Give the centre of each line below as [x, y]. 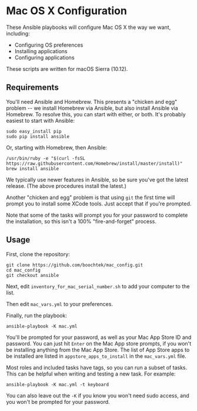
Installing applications [41, 51]
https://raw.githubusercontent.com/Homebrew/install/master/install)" [94, 164]
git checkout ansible [33, 275]
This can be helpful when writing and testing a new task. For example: [91, 374]
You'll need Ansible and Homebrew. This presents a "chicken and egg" [92, 102]
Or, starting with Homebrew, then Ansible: [57, 147]
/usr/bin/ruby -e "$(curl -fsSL [46, 158]
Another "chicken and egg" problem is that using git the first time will [91, 197]
